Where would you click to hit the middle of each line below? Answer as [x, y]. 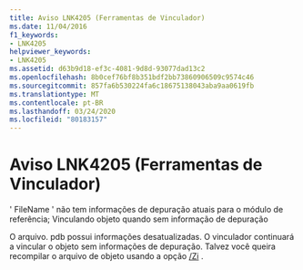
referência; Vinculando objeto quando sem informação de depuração [139, 219]
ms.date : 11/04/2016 [49, 26]
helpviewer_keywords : [50, 52]
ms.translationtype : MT [55, 94]
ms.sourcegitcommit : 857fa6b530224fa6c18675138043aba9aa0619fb [132, 86]
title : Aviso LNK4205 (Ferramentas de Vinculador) [107, 18]
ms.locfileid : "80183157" [58, 119]
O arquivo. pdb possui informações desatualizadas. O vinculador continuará [152, 237]
